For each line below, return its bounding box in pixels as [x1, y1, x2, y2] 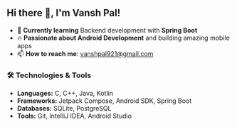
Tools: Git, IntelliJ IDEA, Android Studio [16, 111, 132, 121]
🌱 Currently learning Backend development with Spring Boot [16, 26, 198, 34]
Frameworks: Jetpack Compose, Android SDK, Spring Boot [16, 96, 192, 105]
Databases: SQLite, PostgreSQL [16, 104, 112, 113]
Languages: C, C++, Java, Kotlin [16, 89, 113, 98]
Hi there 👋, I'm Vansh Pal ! [6, 7, 121, 19]
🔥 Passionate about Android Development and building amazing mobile [16, 33, 231, 42]
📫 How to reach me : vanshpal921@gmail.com [16, 49, 154, 57]
